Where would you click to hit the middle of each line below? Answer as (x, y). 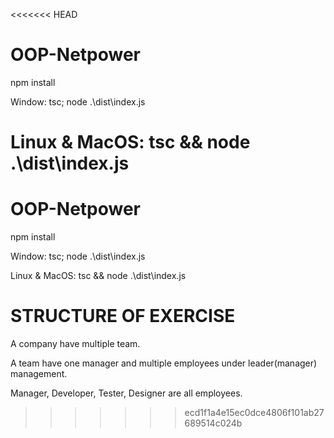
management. (39, 373)
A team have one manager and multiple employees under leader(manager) (164, 363)
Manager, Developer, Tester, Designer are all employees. (126, 393)
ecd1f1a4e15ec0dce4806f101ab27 (254, 412)
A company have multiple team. (75, 343)
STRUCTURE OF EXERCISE (123, 316)
